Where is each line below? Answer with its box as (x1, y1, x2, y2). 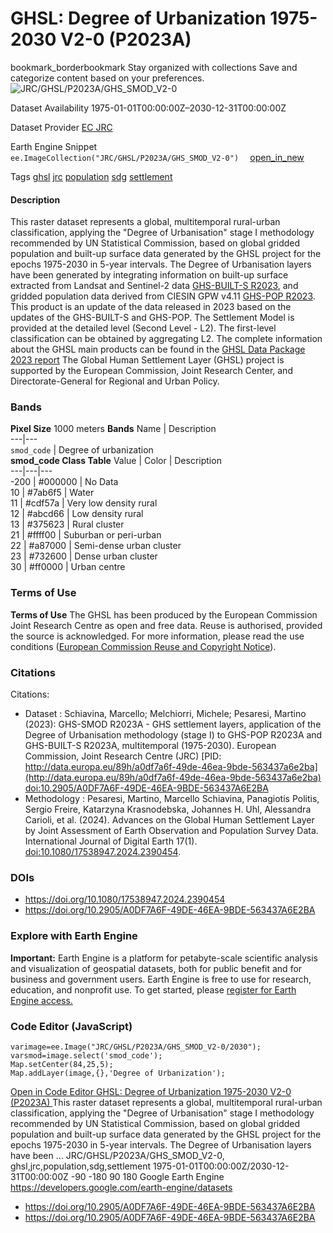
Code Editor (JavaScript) (10, 1019, 133, 1033)
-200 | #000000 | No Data (10, 476, 119, 488)
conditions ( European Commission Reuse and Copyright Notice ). (10, 640, 277, 652)
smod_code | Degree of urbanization (10, 444, 154, 456)
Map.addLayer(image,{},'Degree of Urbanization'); (10, 1068, 226, 1078)
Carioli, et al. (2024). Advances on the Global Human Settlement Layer (24, 814, 315, 826)
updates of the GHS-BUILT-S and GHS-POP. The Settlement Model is (10, 312, 295, 324)
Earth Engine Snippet (10, 140, 98, 152)
